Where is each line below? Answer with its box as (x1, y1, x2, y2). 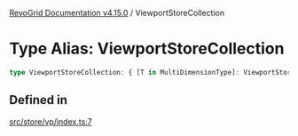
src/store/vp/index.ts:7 (9, 116, 92, 127)
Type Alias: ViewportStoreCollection (9, 39, 285, 59)
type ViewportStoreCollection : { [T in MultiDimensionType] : (9, 68, 240, 76)
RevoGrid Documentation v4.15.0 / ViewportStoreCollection (9, 8, 224, 18)
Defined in (9, 92, 68, 108)
